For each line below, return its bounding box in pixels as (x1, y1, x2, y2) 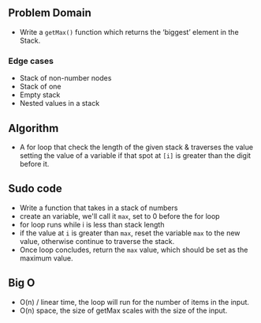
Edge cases (8, 55, 54, 66)
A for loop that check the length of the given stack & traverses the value (19, 142, 254, 152)
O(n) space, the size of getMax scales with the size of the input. (19, 306, 228, 315)
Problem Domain (8, 6, 92, 20)
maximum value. (19, 253, 73, 263)
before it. (19, 159, 50, 168)
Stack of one (19, 82, 62, 92)
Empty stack (19, 90, 61, 100)
